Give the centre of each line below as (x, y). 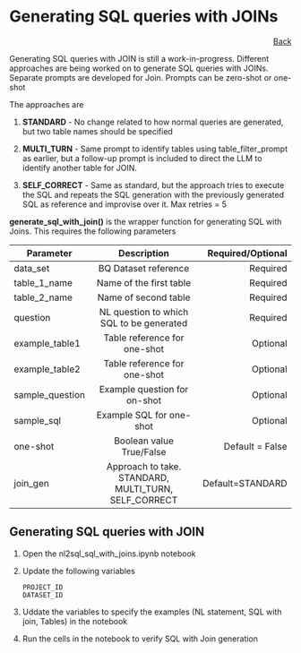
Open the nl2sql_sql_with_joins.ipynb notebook (109, 554)
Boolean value (144, 441)
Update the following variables (79, 571)
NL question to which (144, 312)
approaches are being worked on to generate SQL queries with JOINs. (139, 68)
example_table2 (47, 369)
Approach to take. (144, 466)
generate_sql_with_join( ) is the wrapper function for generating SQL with (146, 221)
